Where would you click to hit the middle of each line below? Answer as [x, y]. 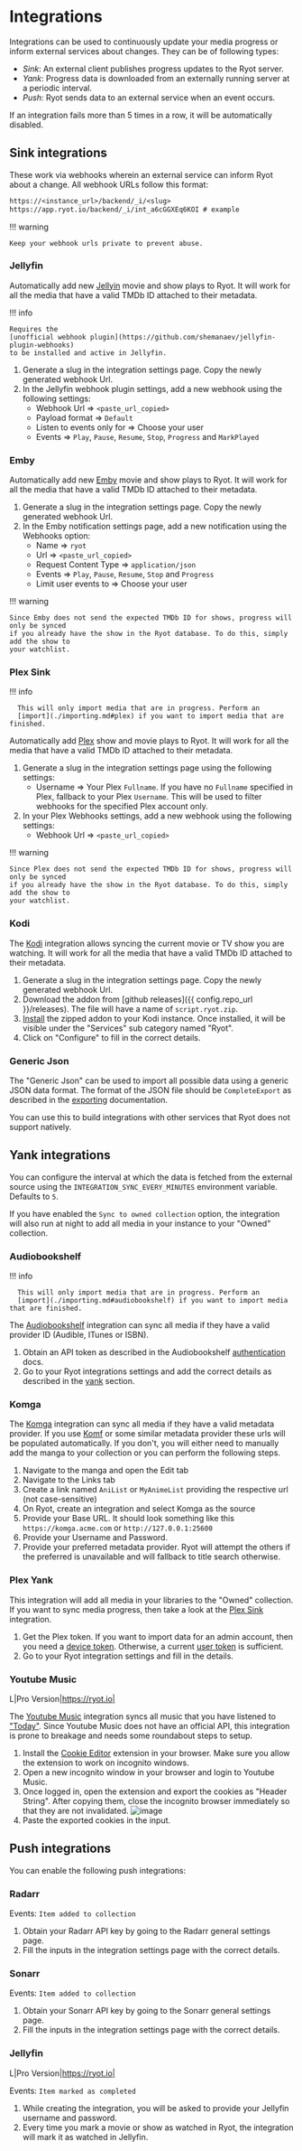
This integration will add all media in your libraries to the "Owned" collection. [151, 1600]
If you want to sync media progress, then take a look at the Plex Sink [137, 1609]
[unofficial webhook [48, 337]
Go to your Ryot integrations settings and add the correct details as [147, 1371]
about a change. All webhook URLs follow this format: [109, 184]
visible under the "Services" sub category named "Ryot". [128, 1028]
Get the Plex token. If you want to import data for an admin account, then [158, 1636]
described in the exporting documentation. [89, 1099]
